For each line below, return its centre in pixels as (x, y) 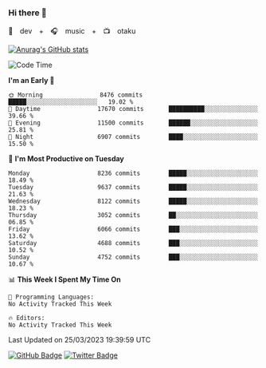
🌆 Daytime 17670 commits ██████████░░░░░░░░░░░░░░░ (133, 109)
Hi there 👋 (28, 13)
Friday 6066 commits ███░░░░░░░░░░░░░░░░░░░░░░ (133, 230)
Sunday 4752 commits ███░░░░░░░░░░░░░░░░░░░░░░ (133, 257)
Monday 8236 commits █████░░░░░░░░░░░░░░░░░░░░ (133, 174)
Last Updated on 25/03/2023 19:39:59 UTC (80, 340)
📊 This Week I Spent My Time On (65, 279)
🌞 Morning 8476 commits (76, 95)
